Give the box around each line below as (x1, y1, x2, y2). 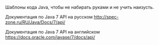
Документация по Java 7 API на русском (5, 14, 93, 19)
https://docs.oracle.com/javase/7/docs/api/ (5, 34, 96, 40)
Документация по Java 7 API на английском (5, 29, 100, 34)
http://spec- (94, 14, 119, 19)
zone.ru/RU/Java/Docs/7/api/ (5, 19, 65, 25)
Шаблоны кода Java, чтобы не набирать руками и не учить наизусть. (5, 4, 154, 10)
